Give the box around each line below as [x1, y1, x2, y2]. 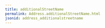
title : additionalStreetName [5, 7, 64, 12]
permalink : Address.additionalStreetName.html [5, 11, 101, 16]
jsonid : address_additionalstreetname [5, 16, 83, 20]
